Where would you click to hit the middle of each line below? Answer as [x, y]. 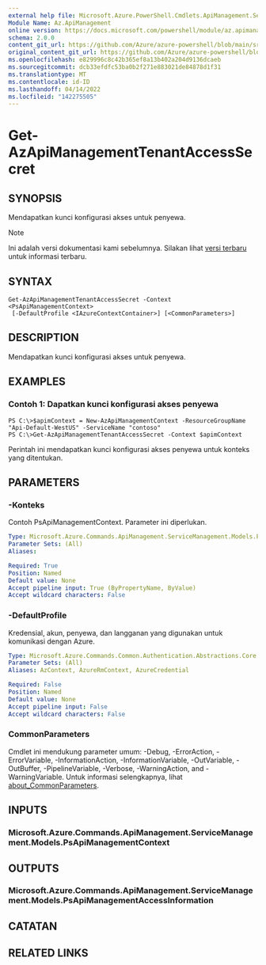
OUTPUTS [34, 868]
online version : [35, 30]
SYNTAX [30, 281]
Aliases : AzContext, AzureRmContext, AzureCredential [99, 671]
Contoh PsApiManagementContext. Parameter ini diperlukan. [108, 522]
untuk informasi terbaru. [47, 256]
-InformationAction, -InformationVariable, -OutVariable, [145, 760]
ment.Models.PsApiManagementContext [89, 842]
